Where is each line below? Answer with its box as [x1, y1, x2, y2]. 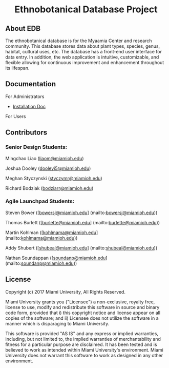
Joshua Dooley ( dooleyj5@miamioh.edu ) [5, 165, 91, 171]
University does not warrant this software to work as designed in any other [5, 352, 163, 358]
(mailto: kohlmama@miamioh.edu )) [5, 235, 78, 241]
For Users [5, 113, 26, 119]
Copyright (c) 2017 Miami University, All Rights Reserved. [5, 288, 125, 295]
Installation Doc [12, 103, 46, 109]
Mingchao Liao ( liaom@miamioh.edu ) [5, 155, 84, 161]
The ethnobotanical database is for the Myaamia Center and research [5, 37, 152, 44]
